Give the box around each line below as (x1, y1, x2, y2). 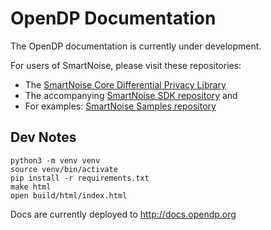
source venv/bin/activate (10, 164, 118, 174)
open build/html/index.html (10, 190, 128, 201)
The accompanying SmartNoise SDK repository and (24, 89, 238, 101)
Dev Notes (10, 129, 77, 146)
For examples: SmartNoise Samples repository (24, 100, 217, 112)
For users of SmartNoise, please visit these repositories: (10, 59, 242, 71)
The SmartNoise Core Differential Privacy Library (24, 78, 227, 91)
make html (10, 182, 52, 192)
